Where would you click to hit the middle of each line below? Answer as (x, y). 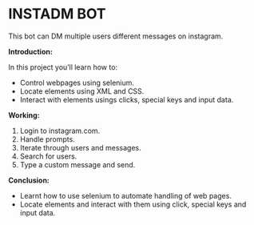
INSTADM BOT (57, 14)
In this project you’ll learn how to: (63, 67)
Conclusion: (29, 180)
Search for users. (48, 156)
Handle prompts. (48, 139)
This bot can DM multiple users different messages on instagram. (116, 36)
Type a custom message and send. (77, 164)
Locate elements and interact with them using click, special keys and (133, 204)
